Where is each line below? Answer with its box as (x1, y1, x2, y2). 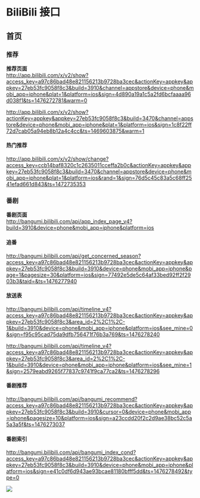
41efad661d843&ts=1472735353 (6, 181, 86, 188)
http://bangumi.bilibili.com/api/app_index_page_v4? (6, 218, 133, 225)
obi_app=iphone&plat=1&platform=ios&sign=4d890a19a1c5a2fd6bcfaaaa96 (6, 90, 192, 98)
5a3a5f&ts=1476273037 (6, 421, 65, 428)
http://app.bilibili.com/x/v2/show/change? (6, 155, 109, 162)
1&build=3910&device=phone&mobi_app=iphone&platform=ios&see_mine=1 (6, 361, 192, 368)
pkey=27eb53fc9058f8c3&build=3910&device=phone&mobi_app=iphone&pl (6, 462, 193, 469)
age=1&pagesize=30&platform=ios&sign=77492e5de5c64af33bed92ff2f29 (6, 271, 191, 278)
